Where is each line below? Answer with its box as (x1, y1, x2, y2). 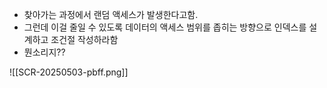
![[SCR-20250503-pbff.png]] (9, 66, 129, 78)
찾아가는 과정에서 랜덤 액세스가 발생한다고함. (23, 9, 199, 20)
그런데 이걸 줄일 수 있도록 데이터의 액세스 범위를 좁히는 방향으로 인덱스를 (23, 21, 307, 33)
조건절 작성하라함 (50, 34, 119, 45)
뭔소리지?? (23, 46, 66, 58)
